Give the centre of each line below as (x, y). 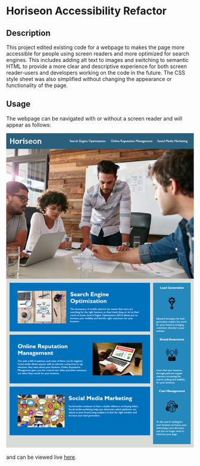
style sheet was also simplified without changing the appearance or (89, 79)
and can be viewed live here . (41, 457)
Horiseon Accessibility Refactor (87, 11)
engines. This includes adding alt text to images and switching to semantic (98, 60)
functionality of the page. (37, 85)
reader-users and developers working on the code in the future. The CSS (96, 72)
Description (28, 33)
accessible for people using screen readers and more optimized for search (98, 54)
